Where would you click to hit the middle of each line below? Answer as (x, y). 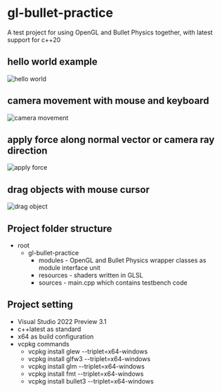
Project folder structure (60, 228)
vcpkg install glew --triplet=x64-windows (88, 351)
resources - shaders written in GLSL (91, 275)
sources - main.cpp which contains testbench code (113, 283)
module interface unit (69, 268)
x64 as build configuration (55, 336)
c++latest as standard (49, 329)
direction (27, 150)
